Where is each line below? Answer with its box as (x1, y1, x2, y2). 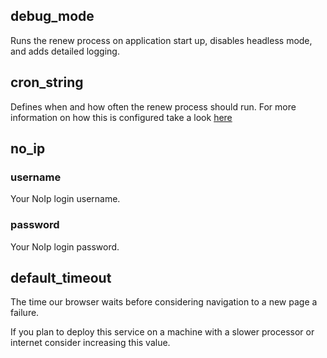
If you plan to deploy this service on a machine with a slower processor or (10, 326, 315, 338)
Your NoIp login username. (10, 193, 121, 205)
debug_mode (10, 8, 95, 25)
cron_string (10, 74, 84, 91)
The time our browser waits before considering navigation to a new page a (10, 296, 318, 308)
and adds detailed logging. (10, 45, 120, 57)
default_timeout (10, 270, 112, 286)
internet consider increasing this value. (10, 337, 171, 349)
